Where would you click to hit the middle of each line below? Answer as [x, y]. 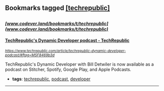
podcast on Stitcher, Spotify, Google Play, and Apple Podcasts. [68, 69]
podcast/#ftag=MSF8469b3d [30, 55]
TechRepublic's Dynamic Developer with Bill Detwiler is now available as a [80, 64]
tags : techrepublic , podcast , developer [51, 79]
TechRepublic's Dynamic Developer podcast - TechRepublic [67, 41]
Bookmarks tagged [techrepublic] [58, 8]
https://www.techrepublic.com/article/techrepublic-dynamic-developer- [65, 51]
